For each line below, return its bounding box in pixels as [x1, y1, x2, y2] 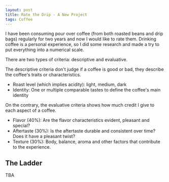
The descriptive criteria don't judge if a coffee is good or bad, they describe [5, 66, 164, 72]
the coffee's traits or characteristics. [5, 72, 81, 78]
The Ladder [5, 159, 43, 167]
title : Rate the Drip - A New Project [5, 12, 87, 17]
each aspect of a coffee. [5, 107, 57, 114]
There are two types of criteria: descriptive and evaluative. [5, 57, 128, 63]
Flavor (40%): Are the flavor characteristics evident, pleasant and [12, 117, 150, 123]
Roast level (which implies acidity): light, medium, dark [12, 81, 127, 87]
